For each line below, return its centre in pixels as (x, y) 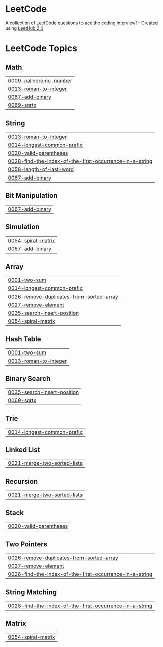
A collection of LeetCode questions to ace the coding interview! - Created (82, 23)
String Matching (31, 592)
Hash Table (23, 339)
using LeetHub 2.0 (24, 28)
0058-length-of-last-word (41, 169)
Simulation (22, 227)
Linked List (23, 450)
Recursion (22, 481)
